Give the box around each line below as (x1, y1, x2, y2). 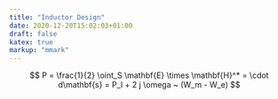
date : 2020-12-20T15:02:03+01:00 (9, 21, 133, 30)
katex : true (9, 37, 53, 47)
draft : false (9, 29, 58, 38)
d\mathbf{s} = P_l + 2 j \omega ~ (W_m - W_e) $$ (58, 80, 241, 90)
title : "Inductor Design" (9, 12, 105, 22)
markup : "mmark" (9, 46, 69, 55)
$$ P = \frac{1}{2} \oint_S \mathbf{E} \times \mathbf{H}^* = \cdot (29, 70, 269, 80)
